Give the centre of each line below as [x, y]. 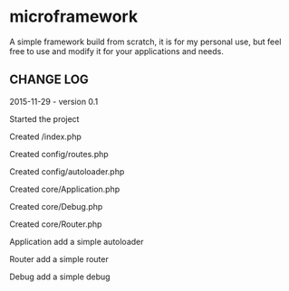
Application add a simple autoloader [77, 241]
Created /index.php [45, 136]
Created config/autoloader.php [67, 171]
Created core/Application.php [65, 189]
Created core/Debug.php [56, 206]
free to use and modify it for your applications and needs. [117, 51]
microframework [74, 17]
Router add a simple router [59, 258]
